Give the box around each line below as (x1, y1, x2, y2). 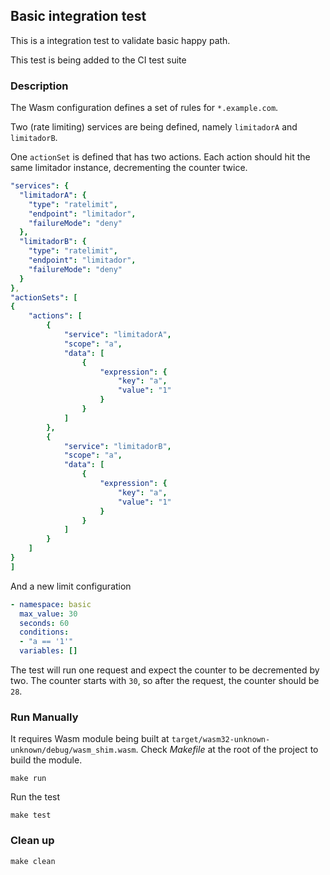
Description (10, 79, 69, 93)
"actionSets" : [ (10, 292, 78, 303)
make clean (10, 856, 56, 866)
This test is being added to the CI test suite (10, 54, 187, 66)
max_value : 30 (19, 609, 78, 619)
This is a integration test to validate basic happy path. (10, 34, 231, 46)
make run (10, 774, 47, 784)
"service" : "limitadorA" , (63, 330, 172, 340)
